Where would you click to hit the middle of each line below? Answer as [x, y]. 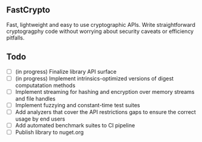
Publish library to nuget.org [49, 132]
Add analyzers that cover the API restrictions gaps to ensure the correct [106, 112]
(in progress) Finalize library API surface [66, 71]
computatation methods [45, 85]
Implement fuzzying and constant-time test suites [78, 105]
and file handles [35, 98]
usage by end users [40, 119]
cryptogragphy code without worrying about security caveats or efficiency [100, 31]
